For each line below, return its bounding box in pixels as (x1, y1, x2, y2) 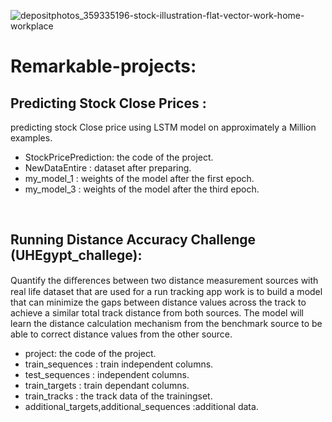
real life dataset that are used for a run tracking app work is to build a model (10, 285, 323, 297)
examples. (10, 132, 53, 144)
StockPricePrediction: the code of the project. (24, 151, 214, 163)
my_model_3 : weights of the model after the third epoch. (24, 183, 260, 195)
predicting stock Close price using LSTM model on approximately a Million (10, 121, 317, 133)
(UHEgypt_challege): (10, 247, 143, 264)
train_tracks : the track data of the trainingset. (24, 390, 213, 402)
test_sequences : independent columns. (24, 368, 190, 380)
